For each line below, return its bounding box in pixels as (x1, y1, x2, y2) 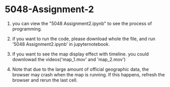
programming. (12, 25, 42, 32)
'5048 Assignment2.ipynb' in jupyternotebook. (12, 41, 110, 47)
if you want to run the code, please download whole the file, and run (12, 36, 156, 42)
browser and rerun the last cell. (12, 77, 78, 83)
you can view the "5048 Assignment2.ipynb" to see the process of (12, 20, 152, 26)
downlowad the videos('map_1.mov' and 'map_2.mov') (12, 56, 126, 62)
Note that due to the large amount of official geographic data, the (12, 66, 149, 72)
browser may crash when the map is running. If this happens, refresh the (12, 71, 165, 77)
